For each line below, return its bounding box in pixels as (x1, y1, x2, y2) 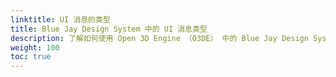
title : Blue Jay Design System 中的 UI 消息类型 (10, 24, 208, 34)
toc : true (10, 52, 52, 62)
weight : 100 (10, 42, 60, 53)
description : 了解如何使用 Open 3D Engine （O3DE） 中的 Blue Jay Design (10, 33, 309, 43)
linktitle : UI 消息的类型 (10, 14, 111, 25)
